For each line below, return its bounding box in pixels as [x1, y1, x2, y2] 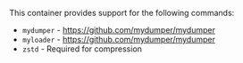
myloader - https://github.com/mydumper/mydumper [21, 35, 216, 44]
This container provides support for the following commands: [9, 8, 235, 18]
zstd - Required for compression [21, 43, 143, 54]
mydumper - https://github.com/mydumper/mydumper [21, 25, 216, 35]
